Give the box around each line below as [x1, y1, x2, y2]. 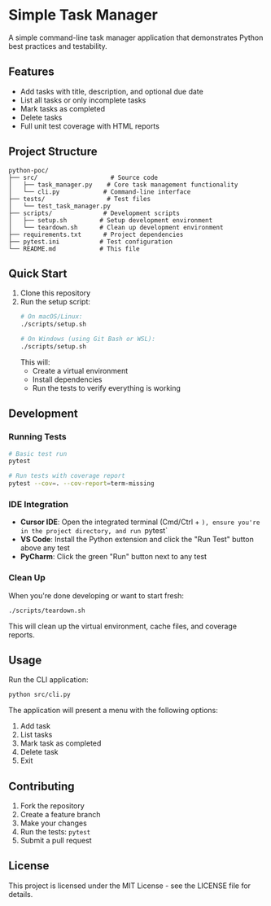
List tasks [20, 730, 53, 740]
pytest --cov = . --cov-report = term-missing [8, 479, 155, 488]
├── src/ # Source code [8, 173, 159, 182]
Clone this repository [20, 288, 91, 298]
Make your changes [20, 818, 87, 828]
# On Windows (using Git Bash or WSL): [20, 335, 156, 344]
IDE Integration [8, 498, 69, 510]
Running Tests [8, 431, 67, 443]
